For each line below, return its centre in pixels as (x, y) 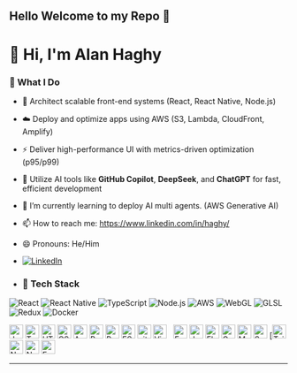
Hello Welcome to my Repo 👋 (90, 16)
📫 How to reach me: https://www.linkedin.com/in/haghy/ (126, 223)
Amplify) (38, 131)
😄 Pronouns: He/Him (61, 243)
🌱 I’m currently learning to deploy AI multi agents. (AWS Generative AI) (150, 205)
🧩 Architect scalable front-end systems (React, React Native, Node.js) (149, 101)
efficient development (62, 188)
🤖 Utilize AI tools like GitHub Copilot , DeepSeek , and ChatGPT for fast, (151, 179)
